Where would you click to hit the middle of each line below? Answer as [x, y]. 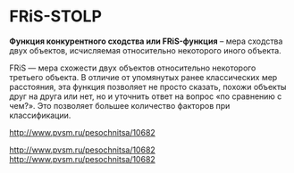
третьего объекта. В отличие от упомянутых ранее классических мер [143, 77]
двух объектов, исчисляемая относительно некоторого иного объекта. [145, 50]
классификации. [40, 115]
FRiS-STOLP [56, 16]
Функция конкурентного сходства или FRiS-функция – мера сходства [146, 41]
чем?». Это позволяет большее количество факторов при [120, 105]
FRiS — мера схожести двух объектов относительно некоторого [133, 68]
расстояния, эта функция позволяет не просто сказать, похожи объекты [148, 86]
